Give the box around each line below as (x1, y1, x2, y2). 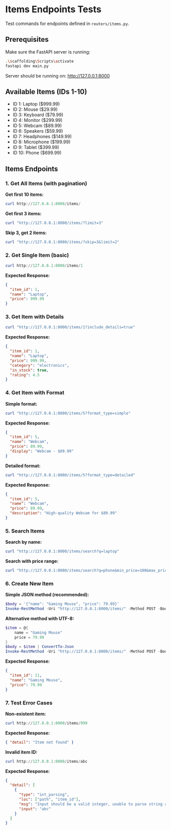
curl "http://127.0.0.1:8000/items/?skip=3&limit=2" (5, 239, 120, 244)
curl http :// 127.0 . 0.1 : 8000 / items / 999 (5, 720, 88, 725)
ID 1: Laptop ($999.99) (12, 101, 60, 107)
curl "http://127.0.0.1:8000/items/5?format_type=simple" (5, 411, 131, 416)
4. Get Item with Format (5, 389, 65, 396)
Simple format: (5, 400, 38, 407)
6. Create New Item (5, 580, 54, 587)
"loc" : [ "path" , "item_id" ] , (18, 797, 81, 802)
